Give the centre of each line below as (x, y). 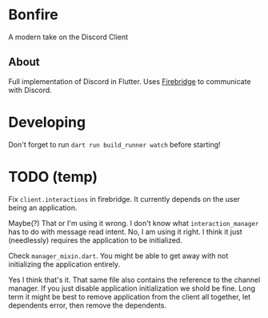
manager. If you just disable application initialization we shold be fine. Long (132, 288)
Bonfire (33, 15)
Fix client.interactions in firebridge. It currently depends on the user (124, 199)
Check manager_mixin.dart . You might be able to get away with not (118, 256)
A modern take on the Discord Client (68, 37)
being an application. (43, 207)
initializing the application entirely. (64, 264)
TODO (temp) (53, 177)
